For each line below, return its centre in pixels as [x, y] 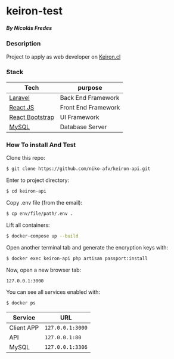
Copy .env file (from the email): [44, 202]
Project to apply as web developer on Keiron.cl [63, 57]
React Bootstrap [32, 117]
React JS [22, 107]
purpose [90, 87]
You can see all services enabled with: [53, 292]
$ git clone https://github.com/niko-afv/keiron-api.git [78, 169]
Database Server [83, 127]
